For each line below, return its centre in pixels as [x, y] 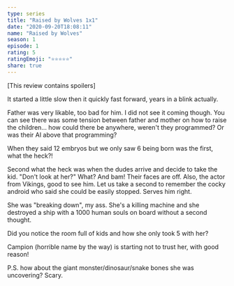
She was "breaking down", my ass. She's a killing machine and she [103, 205]
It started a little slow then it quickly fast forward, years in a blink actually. [113, 99]
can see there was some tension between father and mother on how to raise [117, 120]
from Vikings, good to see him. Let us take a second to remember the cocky [116, 184]
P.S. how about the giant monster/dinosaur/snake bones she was [101, 268]
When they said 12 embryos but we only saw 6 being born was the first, [110, 148]
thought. [20, 220]
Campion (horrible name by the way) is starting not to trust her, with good [113, 247]
